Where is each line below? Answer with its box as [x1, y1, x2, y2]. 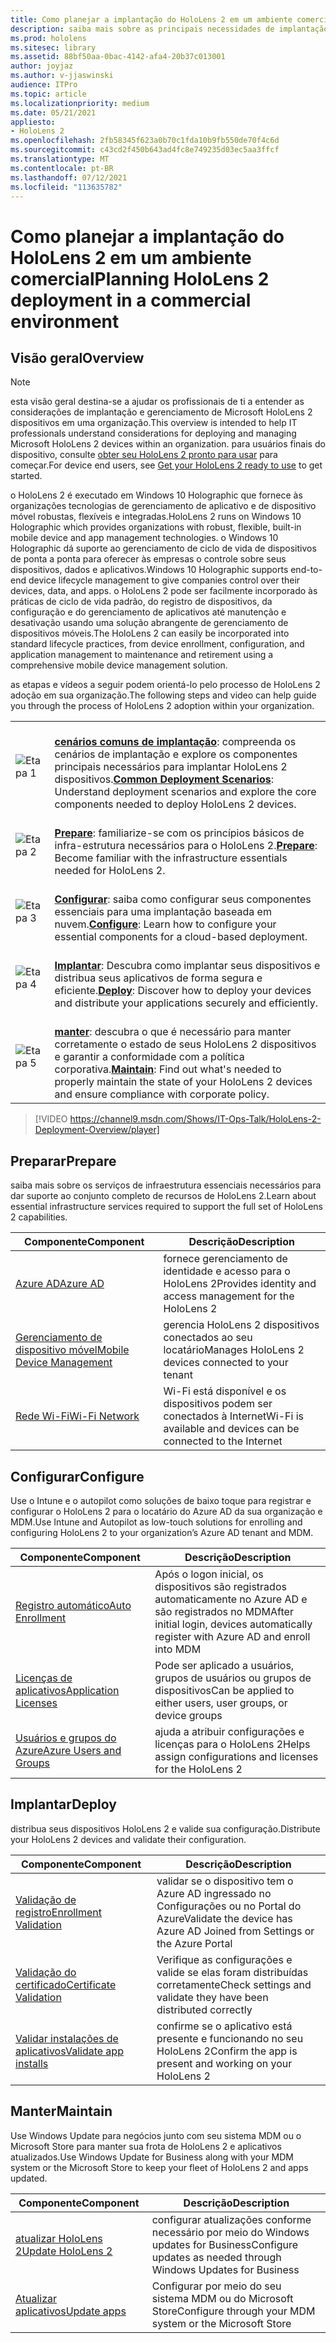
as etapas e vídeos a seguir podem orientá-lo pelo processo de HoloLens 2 [10, 679, 321, 691]
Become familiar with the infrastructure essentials [54, 851, 288, 865]
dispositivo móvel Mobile [15, 1343, 130, 1357]
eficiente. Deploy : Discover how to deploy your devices [54, 984, 312, 998]
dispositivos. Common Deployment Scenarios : [54, 772, 275, 786]
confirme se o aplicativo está [156, 2019, 293, 2033]
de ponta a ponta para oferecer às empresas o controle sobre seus [10, 553, 287, 565]
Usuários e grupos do [15, 1731, 117, 1745]
